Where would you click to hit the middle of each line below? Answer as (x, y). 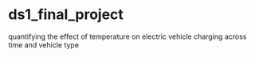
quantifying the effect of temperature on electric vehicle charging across (127, 36)
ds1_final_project (66, 15)
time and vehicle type (44, 44)
